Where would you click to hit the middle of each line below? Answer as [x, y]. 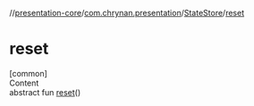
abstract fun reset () [45, 92]
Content [24, 83]
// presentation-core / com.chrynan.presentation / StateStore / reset [127, 13]
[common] [28, 73]
